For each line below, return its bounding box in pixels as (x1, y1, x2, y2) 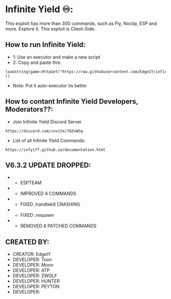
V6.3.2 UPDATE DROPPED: (5, 161, 92, 170)
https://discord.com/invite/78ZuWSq (5, 128, 83, 134)
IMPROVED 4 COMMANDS (20, 190, 76, 196)
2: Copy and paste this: (12, 59, 62, 65)
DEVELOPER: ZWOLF (12, 273, 58, 279)
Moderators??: (5, 105, 53, 114)
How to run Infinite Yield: (5, 41, 86, 49)
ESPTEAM (20, 180, 42, 186)
